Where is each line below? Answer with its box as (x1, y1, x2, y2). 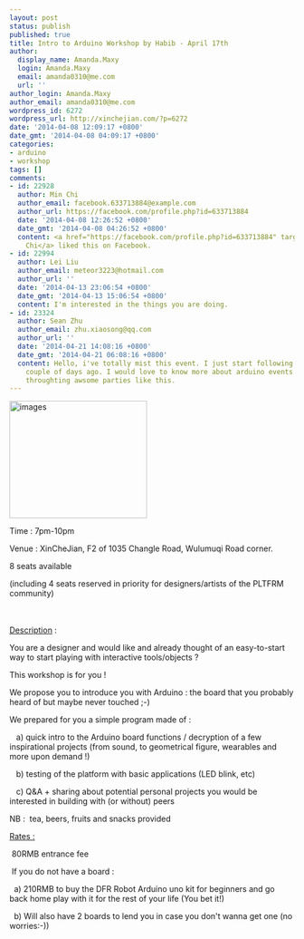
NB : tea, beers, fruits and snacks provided (9, 813, 172, 825)
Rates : (9, 831, 35, 842)
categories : (9, 140, 54, 149)
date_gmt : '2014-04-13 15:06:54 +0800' (17, 291, 168, 300)
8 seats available (9, 561, 72, 572)
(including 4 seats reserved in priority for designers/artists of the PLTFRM (9, 578, 284, 589)
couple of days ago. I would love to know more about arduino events (25, 367, 294, 376)
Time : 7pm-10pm (9, 526, 75, 537)
